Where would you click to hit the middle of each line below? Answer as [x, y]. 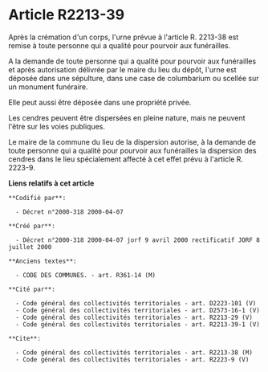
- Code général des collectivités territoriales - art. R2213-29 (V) [134, 317]
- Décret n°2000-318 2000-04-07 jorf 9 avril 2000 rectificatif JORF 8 [138, 240]
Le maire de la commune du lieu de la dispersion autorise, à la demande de [132, 141]
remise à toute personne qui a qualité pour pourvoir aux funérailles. [120, 45]
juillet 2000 [30, 247]
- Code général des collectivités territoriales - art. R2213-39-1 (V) [138, 324]
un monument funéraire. [48, 87]
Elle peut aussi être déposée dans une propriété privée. [100, 102]
